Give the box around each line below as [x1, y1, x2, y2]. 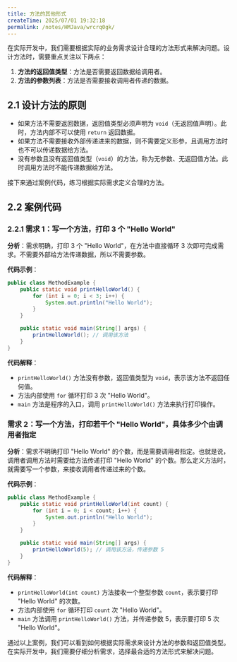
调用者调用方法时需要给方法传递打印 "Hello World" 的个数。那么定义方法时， [7, 456, 230, 464]
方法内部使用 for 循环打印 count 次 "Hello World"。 [17, 605, 166, 614]
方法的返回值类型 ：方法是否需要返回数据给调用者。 [17, 68, 166, 76]
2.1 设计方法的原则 [7, 99, 87, 111]
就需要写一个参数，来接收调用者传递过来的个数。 [7, 464, 150, 473]
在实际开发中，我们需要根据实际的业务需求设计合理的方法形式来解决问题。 [7, 44, 224, 52]
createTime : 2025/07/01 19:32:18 [7, 17, 106, 24]
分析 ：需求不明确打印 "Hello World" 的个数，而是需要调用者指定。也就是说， [7, 447, 230, 456]
